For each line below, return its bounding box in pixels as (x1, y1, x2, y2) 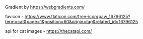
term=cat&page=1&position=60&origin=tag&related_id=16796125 (5, 19, 138, 24)
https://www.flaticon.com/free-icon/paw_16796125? (24, 14, 131, 19)
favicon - (5, 14, 24, 19)
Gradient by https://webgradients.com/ (5, 4, 85, 10)
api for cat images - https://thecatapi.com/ (5, 28, 92, 34)
